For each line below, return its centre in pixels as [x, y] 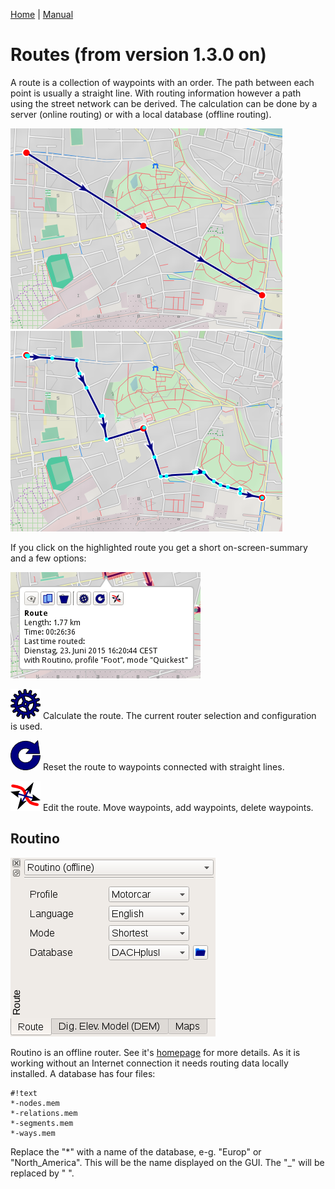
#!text [24, 1093]
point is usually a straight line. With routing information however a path [156, 93]
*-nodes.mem [35, 1103]
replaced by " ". [42, 1173]
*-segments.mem [42, 1123]
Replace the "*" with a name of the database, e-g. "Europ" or [136, 1151]
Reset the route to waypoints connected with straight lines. [163, 766]
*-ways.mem [33, 1133]
